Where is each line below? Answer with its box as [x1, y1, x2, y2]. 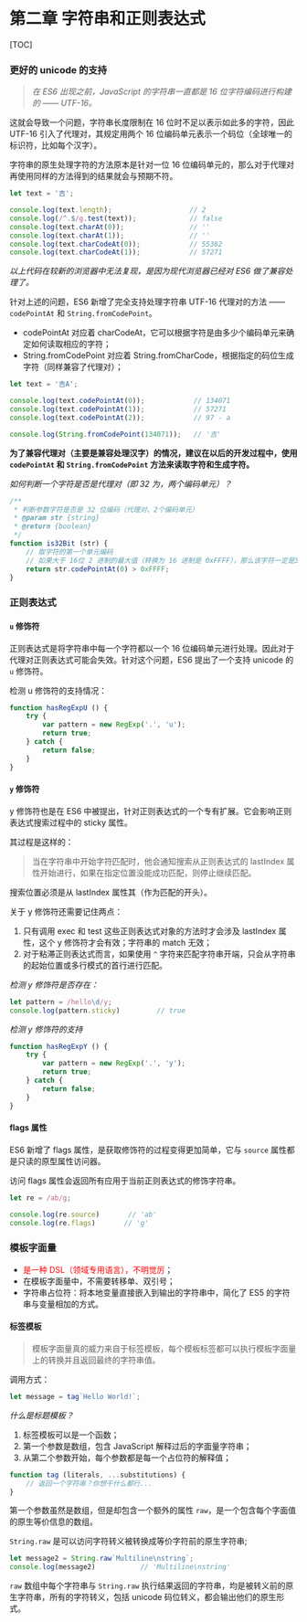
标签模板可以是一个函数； [22, 1429, 120, 1440]
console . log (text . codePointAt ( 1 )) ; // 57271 [9, 405, 227, 414]
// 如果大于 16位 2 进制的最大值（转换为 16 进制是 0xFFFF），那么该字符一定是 [26, 556, 295, 565]
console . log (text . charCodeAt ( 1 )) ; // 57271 [9, 248, 223, 257]
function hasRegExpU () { [9, 703, 108, 713]
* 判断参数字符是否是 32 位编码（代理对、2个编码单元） [13, 504, 199, 514]
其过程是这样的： [9, 836, 74, 847]
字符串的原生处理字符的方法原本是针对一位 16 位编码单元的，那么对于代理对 [9, 159, 295, 170]
